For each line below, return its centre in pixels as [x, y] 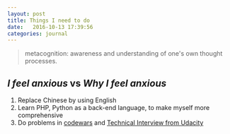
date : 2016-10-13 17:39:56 [50, 27]
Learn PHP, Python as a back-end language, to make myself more [114, 108]
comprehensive [40, 115]
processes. [41, 61]
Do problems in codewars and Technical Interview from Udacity [110, 123]
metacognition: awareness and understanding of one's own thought [123, 54]
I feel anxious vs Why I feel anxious [87, 83]
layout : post [27, 14]
